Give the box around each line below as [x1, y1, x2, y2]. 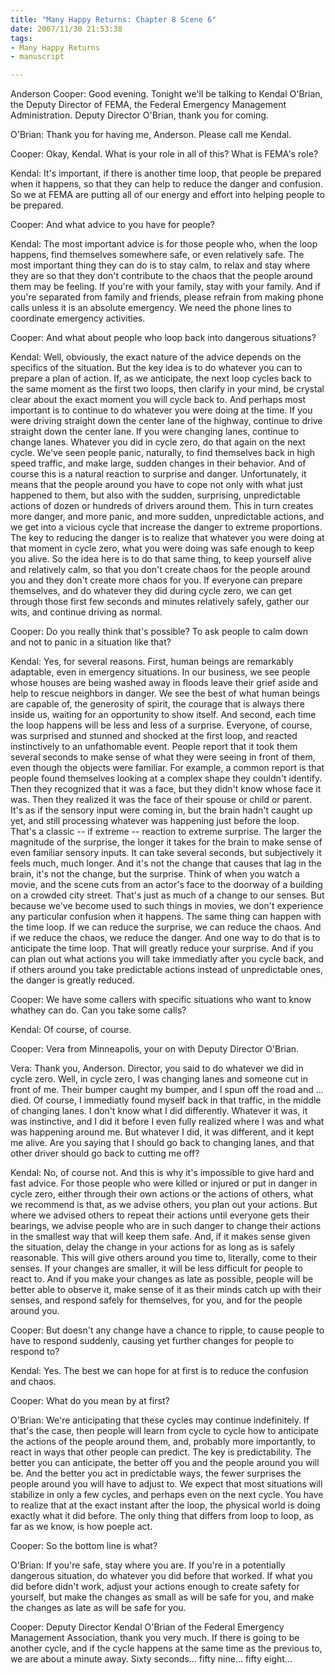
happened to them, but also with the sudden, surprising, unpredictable [10, 489, 301, 501]
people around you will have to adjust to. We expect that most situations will [10, 1478, 323, 1490]
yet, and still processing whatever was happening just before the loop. [10, 815, 300, 827]
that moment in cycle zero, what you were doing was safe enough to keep [10, 542, 315, 555]
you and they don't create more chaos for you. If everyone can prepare [10, 574, 303, 586]
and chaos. [10, 1376, 57, 1388]
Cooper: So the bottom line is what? [10, 1540, 158, 1552]
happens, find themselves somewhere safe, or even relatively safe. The [10, 249, 305, 261]
